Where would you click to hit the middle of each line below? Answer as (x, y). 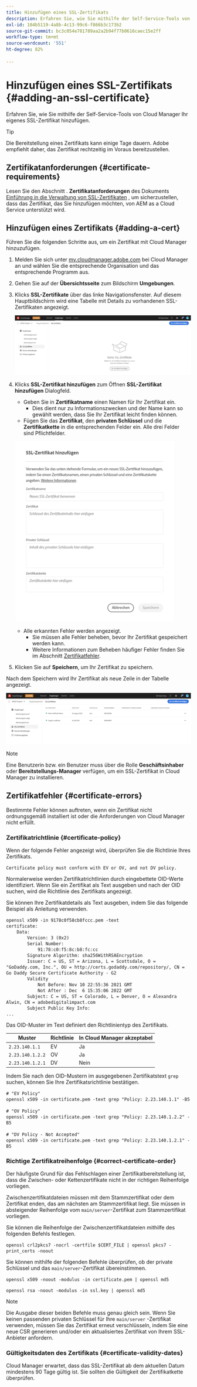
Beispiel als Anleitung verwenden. (47, 909)
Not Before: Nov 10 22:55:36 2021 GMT (85, 984)
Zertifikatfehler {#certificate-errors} (74, 796)
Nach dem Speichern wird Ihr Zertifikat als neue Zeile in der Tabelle (87, 679)
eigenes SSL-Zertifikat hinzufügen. (48, 120)
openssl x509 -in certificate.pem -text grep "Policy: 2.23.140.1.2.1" (95, 1140)
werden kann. (49, 643)
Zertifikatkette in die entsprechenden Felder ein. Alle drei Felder (101, 427)
